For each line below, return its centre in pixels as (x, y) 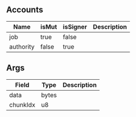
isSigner (75, 26)
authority (22, 46)
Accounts (25, 10)
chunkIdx (22, 104)
